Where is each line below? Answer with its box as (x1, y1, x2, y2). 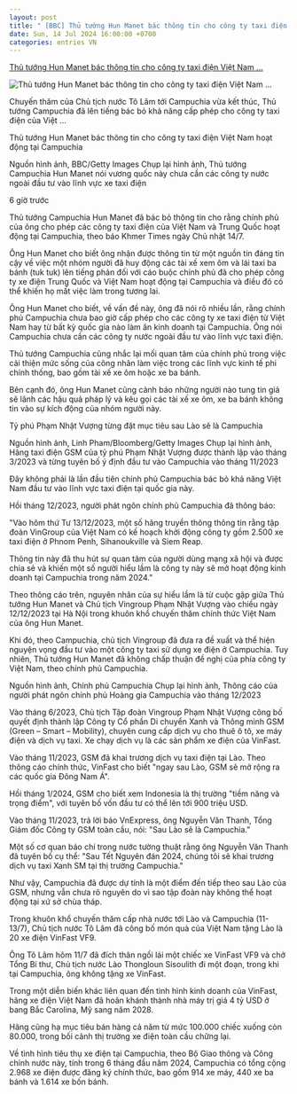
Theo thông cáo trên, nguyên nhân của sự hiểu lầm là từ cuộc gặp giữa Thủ (9, 590, 285, 600)
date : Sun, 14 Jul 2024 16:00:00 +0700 (9, 29, 157, 38)
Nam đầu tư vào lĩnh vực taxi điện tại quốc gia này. (9, 483, 195, 494)
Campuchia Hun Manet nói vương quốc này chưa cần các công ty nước (9, 168, 270, 179)
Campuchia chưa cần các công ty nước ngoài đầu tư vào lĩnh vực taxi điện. (9, 332, 284, 342)
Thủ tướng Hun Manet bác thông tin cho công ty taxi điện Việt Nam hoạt (9, 132, 273, 143)
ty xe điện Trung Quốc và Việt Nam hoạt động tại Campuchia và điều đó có (9, 277, 284, 287)
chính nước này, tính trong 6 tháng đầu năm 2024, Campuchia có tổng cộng (9, 1058, 286, 1068)
